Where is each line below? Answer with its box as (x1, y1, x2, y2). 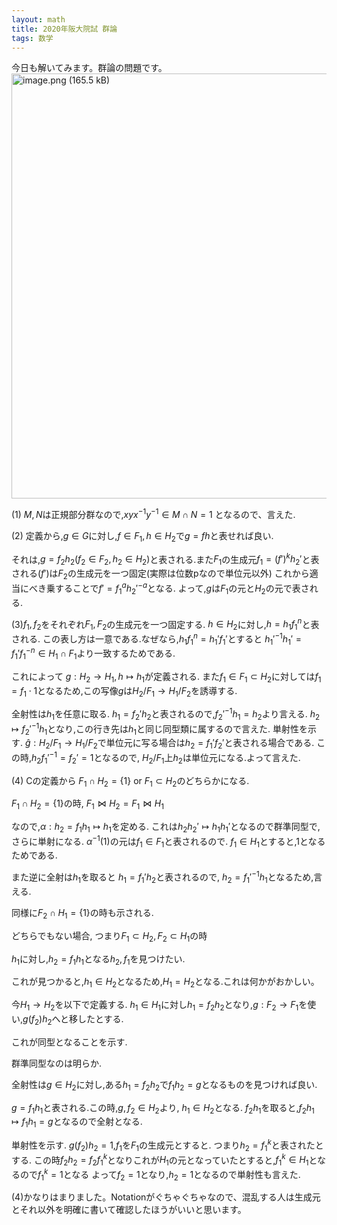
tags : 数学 (11, 33, 54, 43)
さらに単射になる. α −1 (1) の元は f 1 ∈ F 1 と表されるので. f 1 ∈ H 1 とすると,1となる (11, 834, 326, 850)
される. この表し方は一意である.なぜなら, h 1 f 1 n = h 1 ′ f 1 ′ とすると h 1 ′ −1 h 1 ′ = (11, 631, 302, 647)
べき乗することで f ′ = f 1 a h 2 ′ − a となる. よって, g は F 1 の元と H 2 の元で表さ (28, 581, 310, 596)
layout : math (11, 14, 66, 25)
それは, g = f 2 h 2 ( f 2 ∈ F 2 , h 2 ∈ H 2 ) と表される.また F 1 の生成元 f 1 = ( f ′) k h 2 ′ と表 (11, 551, 320, 568)
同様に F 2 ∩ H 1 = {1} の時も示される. (11, 906, 154, 921)
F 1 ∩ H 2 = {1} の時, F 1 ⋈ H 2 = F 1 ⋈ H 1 (11, 797, 164, 812)
